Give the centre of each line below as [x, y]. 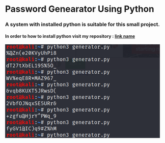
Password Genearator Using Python [80, 9]
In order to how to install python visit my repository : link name [70, 36]
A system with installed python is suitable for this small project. [82, 25]
